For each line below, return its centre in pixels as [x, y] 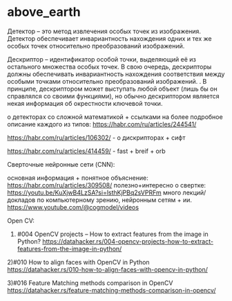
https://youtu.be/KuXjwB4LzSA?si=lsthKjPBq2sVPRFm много [94, 192]
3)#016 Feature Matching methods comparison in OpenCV [90, 283]
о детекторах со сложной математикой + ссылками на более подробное [115, 117]
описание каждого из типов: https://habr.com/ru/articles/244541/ [102, 124]
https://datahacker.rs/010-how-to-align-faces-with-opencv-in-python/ [108, 269]
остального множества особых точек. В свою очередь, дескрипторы [109, 66]
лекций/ [194, 192]
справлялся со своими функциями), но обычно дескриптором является [113, 96]
